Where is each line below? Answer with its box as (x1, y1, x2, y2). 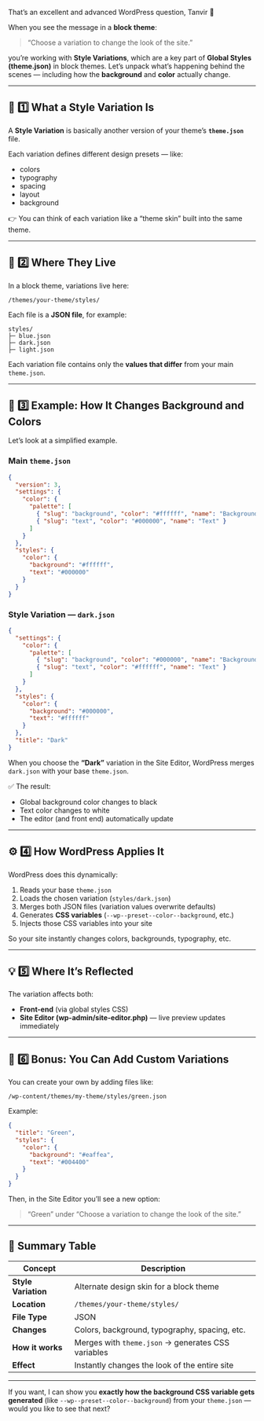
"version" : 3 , (15, 480, 61, 489)
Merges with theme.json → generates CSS (74, 1337, 230, 1348)
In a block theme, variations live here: (8, 281, 130, 290)
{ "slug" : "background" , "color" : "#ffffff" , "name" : (36, 510, 216, 518)
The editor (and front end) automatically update (19, 813, 174, 823)
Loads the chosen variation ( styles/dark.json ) (19, 893, 171, 903)
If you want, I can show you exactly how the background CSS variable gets (8, 1387, 255, 1397)
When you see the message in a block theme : (8, 23, 157, 31)
